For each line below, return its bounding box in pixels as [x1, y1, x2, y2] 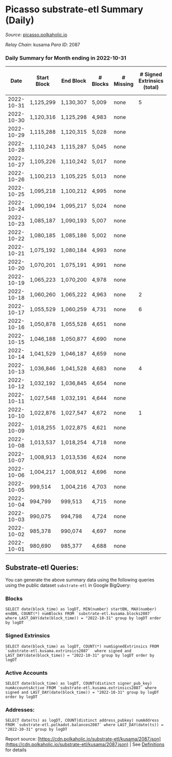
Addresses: [5, 706, 35, 713]
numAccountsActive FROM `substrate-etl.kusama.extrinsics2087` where [5, 685, 157, 690]
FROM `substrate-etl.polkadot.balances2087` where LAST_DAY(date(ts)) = [5, 723, 164, 728]
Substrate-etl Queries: [5, 563, 79, 572]
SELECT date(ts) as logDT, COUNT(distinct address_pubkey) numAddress [5, 718, 159, 723]
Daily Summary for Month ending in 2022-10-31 [5, 54, 126, 61]
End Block [61, 77, 87, 84]
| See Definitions [130, 742, 165, 748]
